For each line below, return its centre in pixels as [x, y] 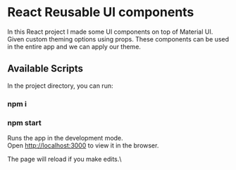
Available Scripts [45, 68]
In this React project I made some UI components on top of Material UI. [110, 32]
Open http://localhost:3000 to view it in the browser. [83, 145]
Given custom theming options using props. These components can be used [118, 39]
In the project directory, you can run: [60, 86]
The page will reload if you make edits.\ [64, 159]
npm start [25, 122]
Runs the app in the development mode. [65, 138]
